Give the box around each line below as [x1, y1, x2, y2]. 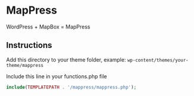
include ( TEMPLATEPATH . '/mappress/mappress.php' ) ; [6, 84, 136, 90]
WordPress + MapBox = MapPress [6, 23, 91, 30]
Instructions [6, 40, 52, 50]
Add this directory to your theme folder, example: [6, 56, 126, 63]
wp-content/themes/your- [127, 57, 189, 63]
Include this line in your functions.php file [6, 72, 107, 80]
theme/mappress [6, 62, 44, 68]
